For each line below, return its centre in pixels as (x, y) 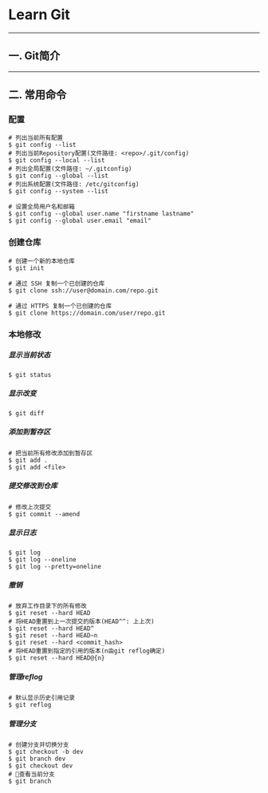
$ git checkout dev (41, 766)
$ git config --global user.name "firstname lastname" (101, 214)
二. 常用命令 (37, 95)
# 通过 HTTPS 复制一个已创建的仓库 (60, 306)
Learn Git (39, 15)
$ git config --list (43, 145)
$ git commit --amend (44, 514)
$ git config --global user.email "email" (80, 221)
